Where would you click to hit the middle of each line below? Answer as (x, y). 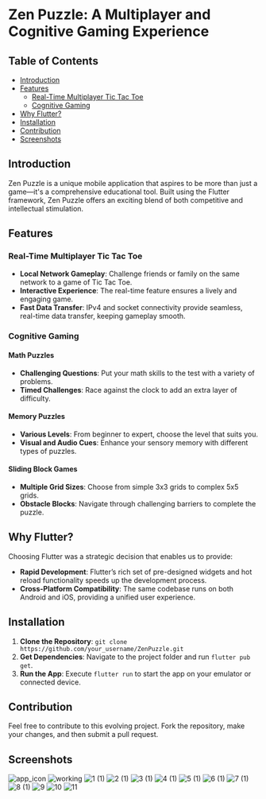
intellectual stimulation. (46, 208)
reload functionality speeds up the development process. (113, 580)
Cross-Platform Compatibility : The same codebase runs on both (127, 588)
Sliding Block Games (43, 469)
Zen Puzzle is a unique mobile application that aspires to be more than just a (133, 183)
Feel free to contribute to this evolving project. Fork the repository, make (127, 726)
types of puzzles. (48, 451)
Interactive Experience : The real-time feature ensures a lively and (128, 290)
